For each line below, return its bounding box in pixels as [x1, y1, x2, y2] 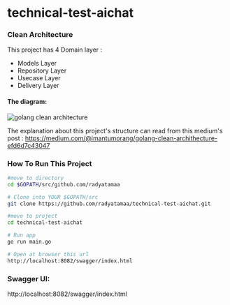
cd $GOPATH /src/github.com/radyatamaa [7, 181, 120, 188]
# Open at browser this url [7, 251, 89, 258]
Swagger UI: [7, 274, 50, 283]
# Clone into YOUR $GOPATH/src [7, 193, 99, 200]
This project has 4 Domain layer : [7, 45, 103, 54]
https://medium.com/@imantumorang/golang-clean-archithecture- [24, 134, 218, 142]
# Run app [7, 232, 36, 239]
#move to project [7, 213, 58, 220]
